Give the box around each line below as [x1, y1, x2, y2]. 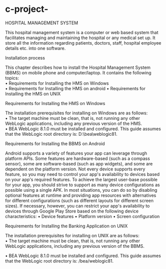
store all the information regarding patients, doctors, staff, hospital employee [5, 40, 162, 46]
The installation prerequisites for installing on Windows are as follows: [5, 110, 148, 116]
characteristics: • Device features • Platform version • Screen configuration [5, 213, 160, 219]
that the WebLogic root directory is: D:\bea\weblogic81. [5, 131, 118, 137]
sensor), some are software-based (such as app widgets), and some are [5, 161, 153, 166]
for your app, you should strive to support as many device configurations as [5, 182, 160, 188]
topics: [5, 75, 19, 81]
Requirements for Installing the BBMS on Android [5, 140, 105, 147]
